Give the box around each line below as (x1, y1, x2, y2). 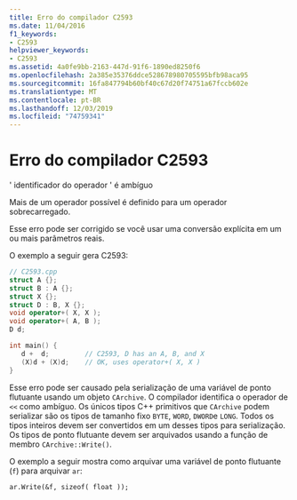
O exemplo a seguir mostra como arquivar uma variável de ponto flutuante (9, 456, 282, 466)
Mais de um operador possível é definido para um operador (9, 197, 228, 208)
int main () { (9, 341, 58, 351)
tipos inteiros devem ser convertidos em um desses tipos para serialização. (9, 419, 286, 431)
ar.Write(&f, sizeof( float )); (9, 482, 129, 491)
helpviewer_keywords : (9, 46, 90, 55)
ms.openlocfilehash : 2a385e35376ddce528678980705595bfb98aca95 (9, 71, 249, 80)
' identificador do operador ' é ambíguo (9, 179, 154, 191)
